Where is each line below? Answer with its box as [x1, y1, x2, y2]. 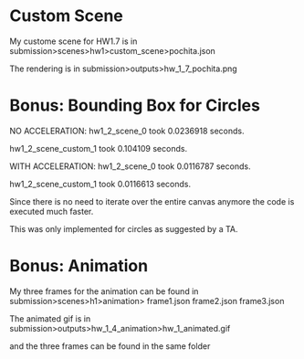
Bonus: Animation [9, 256, 149, 277]
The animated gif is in [9, 312, 91, 324]
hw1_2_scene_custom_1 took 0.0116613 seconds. [9, 178, 192, 189]
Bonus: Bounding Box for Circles [9, 95, 260, 116]
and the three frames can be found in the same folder [9, 340, 211, 352]
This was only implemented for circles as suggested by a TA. [9, 223, 239, 234]
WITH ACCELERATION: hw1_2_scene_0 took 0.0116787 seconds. [9, 161, 251, 172]
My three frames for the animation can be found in [9, 285, 199, 297]
